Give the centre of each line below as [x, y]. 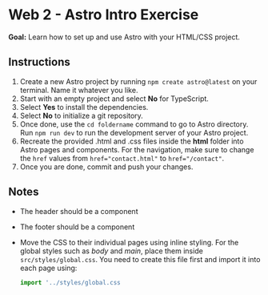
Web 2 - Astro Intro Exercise [104, 15]
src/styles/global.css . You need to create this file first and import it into [140, 259]
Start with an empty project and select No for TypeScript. [114, 99]
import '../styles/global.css [70, 282]
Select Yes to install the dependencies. [84, 107]
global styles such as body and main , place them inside [112, 251]
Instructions [39, 62]
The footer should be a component [77, 227]
